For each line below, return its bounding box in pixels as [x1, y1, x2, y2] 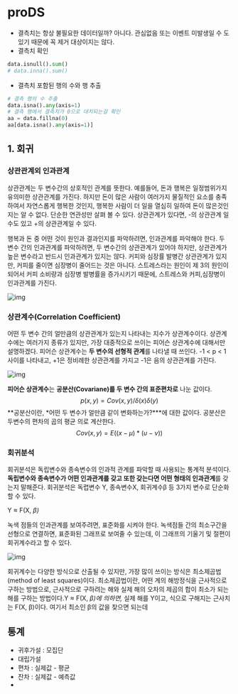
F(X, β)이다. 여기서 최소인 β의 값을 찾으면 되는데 [14, 603, 148, 612]
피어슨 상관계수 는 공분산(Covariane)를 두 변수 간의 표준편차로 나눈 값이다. [7, 385, 212, 394]
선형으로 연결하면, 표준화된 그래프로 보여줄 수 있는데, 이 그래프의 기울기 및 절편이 [7, 530, 231, 538]
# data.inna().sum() [7, 67, 69, 75]
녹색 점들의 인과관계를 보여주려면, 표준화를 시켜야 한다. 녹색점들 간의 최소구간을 [7, 521, 227, 529]
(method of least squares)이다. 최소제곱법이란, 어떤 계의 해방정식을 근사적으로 [7, 576, 227, 585]
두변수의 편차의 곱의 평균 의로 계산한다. [7, 417, 116, 426]
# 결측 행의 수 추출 [7, 95, 58, 102]
